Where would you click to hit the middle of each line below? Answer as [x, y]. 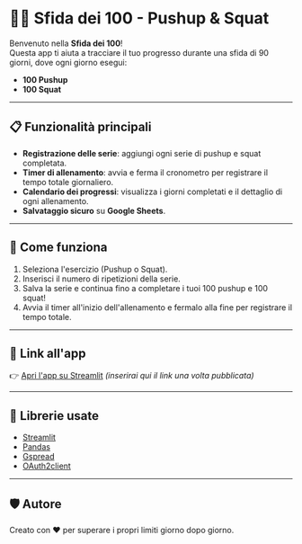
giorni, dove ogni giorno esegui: [68, 62]
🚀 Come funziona [58, 248]
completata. [44, 163]
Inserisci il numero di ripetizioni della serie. [102, 279]
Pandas [36, 447]
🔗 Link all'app [48, 353]
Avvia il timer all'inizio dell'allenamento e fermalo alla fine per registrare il [157, 307]
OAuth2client [47, 466]
